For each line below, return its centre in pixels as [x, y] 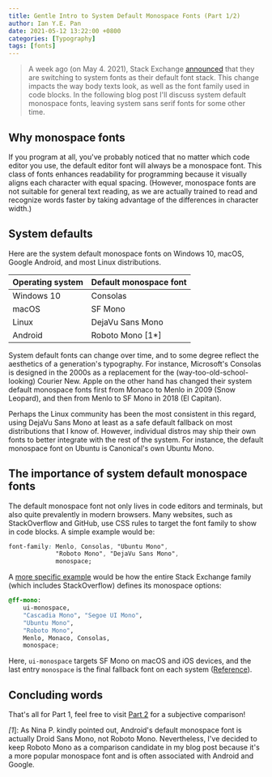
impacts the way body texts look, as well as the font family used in [139, 87]
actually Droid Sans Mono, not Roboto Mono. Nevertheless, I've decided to [133, 739]
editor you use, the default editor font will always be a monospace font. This [135, 165]
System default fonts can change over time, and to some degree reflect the [134, 355]
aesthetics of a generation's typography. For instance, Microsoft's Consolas [135, 363]
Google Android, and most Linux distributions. [85, 262]
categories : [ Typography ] [52, 38]
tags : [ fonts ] [32, 46]
